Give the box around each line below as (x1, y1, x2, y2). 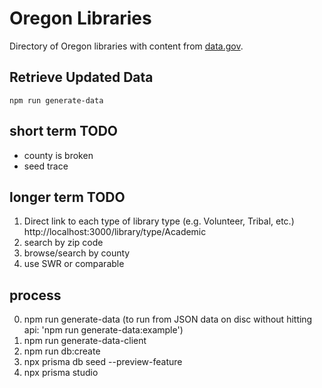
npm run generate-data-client (23, 335, 147, 347)
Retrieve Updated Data (9, 69, 154, 86)
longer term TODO (9, 188, 126, 206)
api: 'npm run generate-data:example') (23, 324, 184, 336)
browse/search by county (23, 247, 131, 259)
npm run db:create (23, 345, 101, 357)
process (9, 287, 62, 304)
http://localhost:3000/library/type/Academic (23, 226, 207, 238)
